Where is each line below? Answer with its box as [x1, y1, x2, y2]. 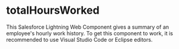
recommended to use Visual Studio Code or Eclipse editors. [6, 36, 153, 43]
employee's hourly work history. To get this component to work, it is [6, 29, 173, 36]
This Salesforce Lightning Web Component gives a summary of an [6, 23, 169, 30]
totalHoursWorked [6, 4, 100, 17]
